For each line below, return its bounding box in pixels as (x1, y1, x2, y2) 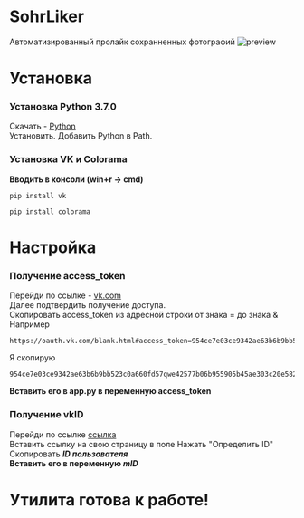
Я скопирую (9, 352, 56, 363)
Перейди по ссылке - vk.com (9, 290, 122, 301)
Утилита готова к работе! (9, 489, 210, 510)
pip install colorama (9, 206, 91, 216)
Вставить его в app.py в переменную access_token (9, 386, 212, 397)
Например (9, 319, 50, 330)
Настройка (9, 237, 97, 257)
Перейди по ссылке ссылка (9, 428, 117, 440)
